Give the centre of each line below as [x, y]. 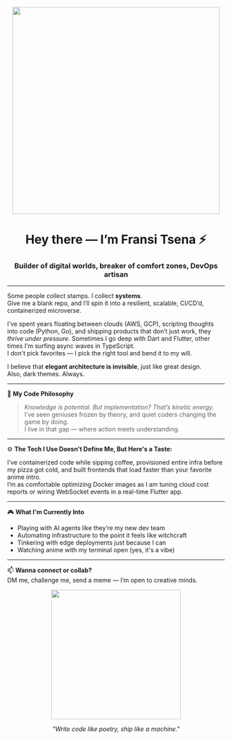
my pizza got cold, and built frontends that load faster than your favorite [109, 470]
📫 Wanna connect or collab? [49, 570]
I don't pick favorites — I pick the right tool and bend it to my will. [99, 353]
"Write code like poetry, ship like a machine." [116, 729]
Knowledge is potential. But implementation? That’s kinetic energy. [119, 407]
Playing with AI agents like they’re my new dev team [91, 528]
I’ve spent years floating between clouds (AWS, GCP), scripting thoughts [110, 324]
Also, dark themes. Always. [46, 374]
